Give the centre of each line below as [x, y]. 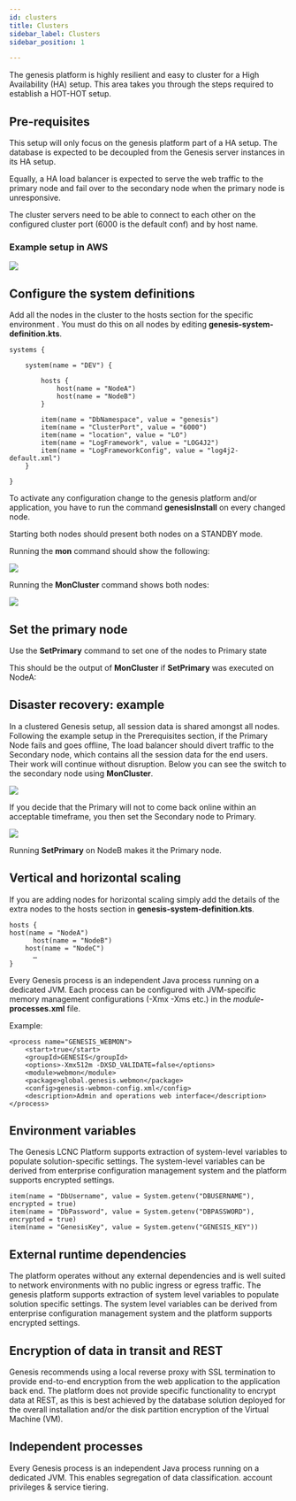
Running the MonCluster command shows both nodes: [109, 585]
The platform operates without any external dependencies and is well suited [147, 1276]
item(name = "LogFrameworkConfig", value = [122, 451]
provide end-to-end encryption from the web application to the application [145, 1382]
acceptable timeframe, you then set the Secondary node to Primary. [133, 816]
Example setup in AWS [59, 247]
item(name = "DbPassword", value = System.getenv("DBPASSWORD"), [132, 1212]
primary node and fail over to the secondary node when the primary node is [147, 189]
